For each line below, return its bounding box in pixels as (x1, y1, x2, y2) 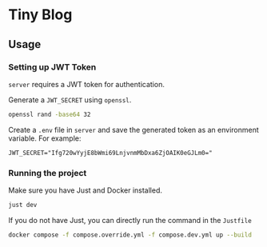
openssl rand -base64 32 (8, 110, 91, 118)
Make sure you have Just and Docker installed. (8, 185, 162, 195)
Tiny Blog (8, 6, 73, 24)
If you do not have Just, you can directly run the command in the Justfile (8, 215, 252, 225)
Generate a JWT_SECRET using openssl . (8, 94, 132, 105)
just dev (8, 201, 38, 209)
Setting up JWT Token (8, 62, 97, 73)
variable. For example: (8, 133, 82, 143)
